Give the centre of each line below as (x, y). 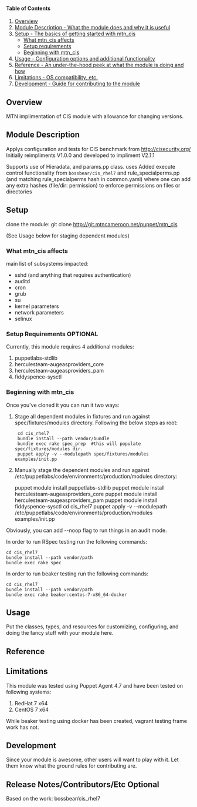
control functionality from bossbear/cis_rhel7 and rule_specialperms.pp (93, 173)
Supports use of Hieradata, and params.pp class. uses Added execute (91, 166)
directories (19, 192)
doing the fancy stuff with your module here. (60, 633)
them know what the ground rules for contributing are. (72, 766)
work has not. (23, 727)
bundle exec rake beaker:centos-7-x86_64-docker (67, 595)
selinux (23, 319)
